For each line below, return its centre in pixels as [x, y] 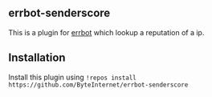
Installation [37, 58]
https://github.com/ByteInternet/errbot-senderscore [98, 85]
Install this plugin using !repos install [72, 77]
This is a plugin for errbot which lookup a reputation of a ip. [106, 32]
